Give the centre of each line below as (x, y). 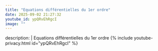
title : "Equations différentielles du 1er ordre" (58, 10)
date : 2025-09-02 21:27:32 (33, 14)
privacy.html (18, 43)
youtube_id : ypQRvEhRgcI (31, 19)
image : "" (15, 24)
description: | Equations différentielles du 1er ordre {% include (69, 38)
